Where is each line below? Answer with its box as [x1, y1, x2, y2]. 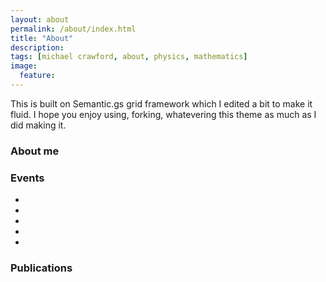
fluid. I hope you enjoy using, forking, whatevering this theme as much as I [10, 108, 317, 120]
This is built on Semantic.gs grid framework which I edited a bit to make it [10, 97, 313, 110]
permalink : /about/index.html [10, 24, 137, 34]
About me [10, 144, 60, 158]
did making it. [10, 119, 67, 131]
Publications [10, 261, 73, 275]
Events [10, 171, 45, 185]
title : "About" [10, 33, 74, 43]
